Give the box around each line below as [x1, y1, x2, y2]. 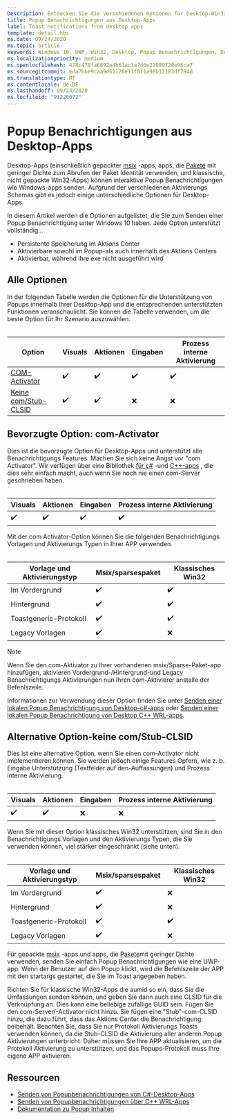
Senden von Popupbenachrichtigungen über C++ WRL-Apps [17, 1098, 190, 1106]
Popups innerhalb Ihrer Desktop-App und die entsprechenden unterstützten [7, 300, 223, 308]
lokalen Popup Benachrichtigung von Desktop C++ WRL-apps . [7, 711, 185, 719]
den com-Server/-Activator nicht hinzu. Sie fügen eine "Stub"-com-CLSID [7, 1008, 217, 1016]
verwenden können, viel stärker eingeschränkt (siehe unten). [7, 842, 181, 851]
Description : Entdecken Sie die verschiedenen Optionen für [7, 10, 184, 17]
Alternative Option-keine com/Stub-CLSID [7, 731, 193, 743]
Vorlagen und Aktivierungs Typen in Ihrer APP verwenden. [7, 539, 173, 548]
